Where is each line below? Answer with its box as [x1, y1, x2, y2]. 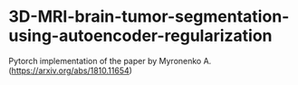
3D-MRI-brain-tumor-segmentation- [8, 6, 290, 27]
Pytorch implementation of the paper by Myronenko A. [8, 55, 212, 66]
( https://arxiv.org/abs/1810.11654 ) [8, 65, 133, 76]
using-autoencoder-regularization [8, 25, 273, 46]
